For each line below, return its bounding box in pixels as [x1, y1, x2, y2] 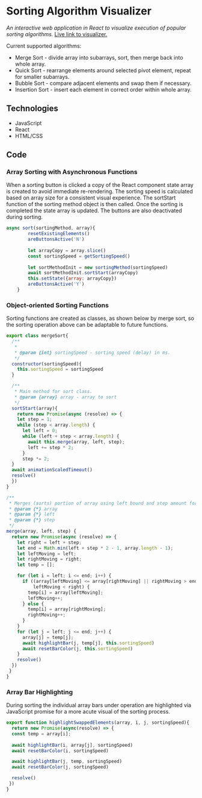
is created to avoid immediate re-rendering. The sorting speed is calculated [6, 188, 194, 195]
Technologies [6, 104, 59, 114]
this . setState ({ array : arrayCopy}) [28, 275, 117, 281]
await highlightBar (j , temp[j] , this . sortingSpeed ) [22, 640, 155, 646]
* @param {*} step [8, 517, 55, 523]
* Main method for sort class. [14, 389, 93, 395]
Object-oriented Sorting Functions [6, 301, 109, 309]
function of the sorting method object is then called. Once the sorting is [6, 201, 183, 208]
